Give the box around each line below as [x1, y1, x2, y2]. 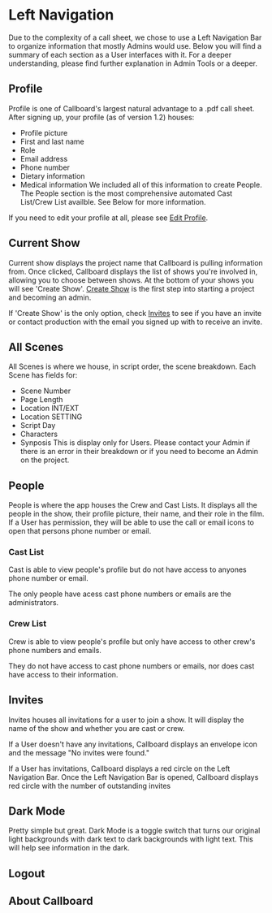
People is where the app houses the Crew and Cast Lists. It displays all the [8, 500, 257, 510]
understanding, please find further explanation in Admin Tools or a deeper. [8, 58, 258, 68]
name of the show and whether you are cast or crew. [8, 723, 185, 733]
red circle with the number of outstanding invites [8, 781, 171, 790]
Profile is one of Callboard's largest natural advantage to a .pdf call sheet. [8, 103, 255, 113]
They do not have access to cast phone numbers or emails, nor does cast [8, 660, 255, 671]
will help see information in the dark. [8, 843, 130, 853]
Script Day [19, 421, 56, 431]
